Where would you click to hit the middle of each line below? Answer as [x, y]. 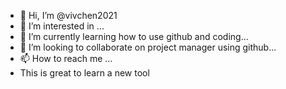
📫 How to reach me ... [66, 58]
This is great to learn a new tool [84, 73]
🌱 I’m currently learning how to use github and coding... [134, 36]
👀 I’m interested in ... [62, 26]
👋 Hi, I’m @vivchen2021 [68, 15]
